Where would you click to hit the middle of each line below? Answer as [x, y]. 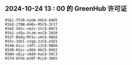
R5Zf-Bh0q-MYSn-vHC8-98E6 [31, 37]
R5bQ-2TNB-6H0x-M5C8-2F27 [31, 24]
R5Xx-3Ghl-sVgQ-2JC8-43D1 [31, 41]
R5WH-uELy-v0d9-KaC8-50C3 [31, 54]
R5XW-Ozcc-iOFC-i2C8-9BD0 [31, 46]
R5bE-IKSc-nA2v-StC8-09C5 [31, 29]
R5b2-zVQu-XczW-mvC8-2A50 [31, 33]
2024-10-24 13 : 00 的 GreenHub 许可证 [66, 9]
